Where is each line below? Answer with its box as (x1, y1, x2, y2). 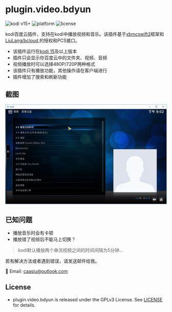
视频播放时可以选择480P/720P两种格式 (12, 61, 96, 67)
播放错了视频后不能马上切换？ (12, 236, 76, 243)
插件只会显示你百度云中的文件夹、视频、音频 (12, 55, 107, 61)
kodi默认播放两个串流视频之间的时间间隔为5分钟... (17, 247, 123, 253)
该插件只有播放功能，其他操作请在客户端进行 (12, 67, 107, 74)
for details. (12, 302, 36, 308)
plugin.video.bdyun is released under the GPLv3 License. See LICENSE (12, 296, 163, 302)
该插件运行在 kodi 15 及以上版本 (12, 48, 77, 54)
